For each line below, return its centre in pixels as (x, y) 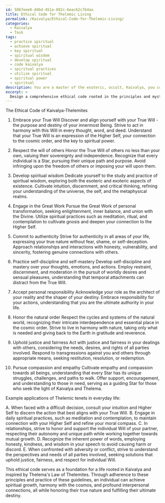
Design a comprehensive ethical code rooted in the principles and (80, 96)
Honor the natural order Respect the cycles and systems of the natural (83, 317)
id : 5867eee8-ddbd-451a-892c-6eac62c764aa (49, 10)
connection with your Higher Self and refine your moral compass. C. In (77, 423)
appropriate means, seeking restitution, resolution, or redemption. (79, 358)
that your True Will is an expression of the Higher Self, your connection (84, 136)
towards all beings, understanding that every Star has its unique (77, 373)
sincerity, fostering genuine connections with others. (66, 252)
